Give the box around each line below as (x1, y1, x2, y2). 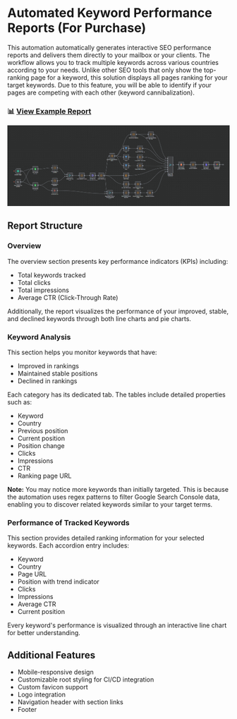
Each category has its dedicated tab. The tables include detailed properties (7, 390, 226, 399)
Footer (17, 706, 37, 714)
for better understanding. (7, 629, 81, 637)
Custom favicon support (17, 683, 88, 691)
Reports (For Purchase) (7, 20, 147, 36)
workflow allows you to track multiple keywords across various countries (7, 58, 219, 66)
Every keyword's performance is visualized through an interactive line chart (7, 621, 227, 629)
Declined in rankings (17, 376, 78, 385)
